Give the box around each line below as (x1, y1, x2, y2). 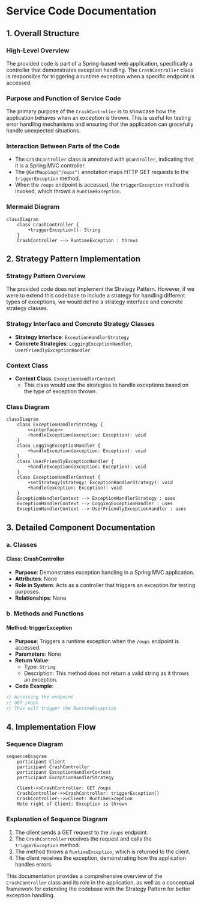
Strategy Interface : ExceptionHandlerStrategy (14, 333, 130, 341)
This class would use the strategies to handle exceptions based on (23, 381, 189, 389)
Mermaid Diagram (6, 203, 60, 211)
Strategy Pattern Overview (6, 272, 86, 281)
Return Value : (14, 656, 50, 664)
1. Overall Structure (6, 28, 80, 39)
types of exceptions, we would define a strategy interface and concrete (6, 298, 183, 305)
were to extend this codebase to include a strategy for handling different (6, 292, 185, 299)
